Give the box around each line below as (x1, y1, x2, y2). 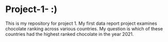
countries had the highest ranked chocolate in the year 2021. (5, 31, 134, 37)
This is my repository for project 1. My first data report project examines (5, 20, 158, 26)
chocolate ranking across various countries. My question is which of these (5, 25, 163, 31)
